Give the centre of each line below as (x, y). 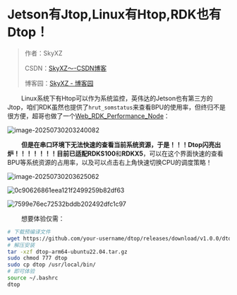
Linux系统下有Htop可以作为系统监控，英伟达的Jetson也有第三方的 (117, 98)
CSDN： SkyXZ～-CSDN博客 (66, 68)
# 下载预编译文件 (29, 232)
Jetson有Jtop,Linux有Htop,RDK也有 (114, 15)
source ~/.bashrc (33, 278)
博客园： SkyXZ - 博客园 (59, 83)
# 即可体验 (21, 272)
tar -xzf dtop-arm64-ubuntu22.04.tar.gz (68, 252)
